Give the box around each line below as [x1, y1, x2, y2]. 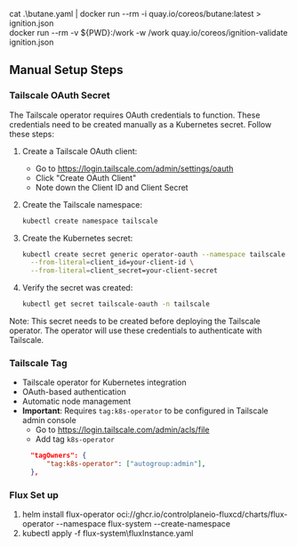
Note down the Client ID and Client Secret [35, 182, 189, 192]
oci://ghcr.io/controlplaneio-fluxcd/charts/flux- [116, 509, 288, 520]
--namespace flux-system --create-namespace [56, 518, 231, 529]
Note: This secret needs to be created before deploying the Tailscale [9, 316, 261, 327]
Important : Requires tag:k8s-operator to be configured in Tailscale [21, 405, 269, 416]
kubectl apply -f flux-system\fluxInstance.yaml [21, 528, 194, 539]
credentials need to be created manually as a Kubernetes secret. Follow [9, 118, 272, 129]
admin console [21, 415, 77, 426]
